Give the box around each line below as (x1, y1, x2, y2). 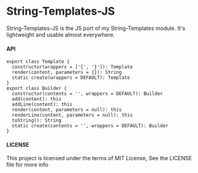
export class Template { (6, 59, 70, 65)
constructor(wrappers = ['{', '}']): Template (12, 64, 133, 70)
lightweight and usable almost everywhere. (6, 31, 115, 38)
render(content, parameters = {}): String (12, 69, 122, 76)
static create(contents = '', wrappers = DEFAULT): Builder (12, 123, 169, 129)
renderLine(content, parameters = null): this (12, 112, 133, 119)
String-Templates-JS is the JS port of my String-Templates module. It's (6, 24, 186, 32)
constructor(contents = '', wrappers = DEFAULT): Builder (12, 90, 164, 97)
